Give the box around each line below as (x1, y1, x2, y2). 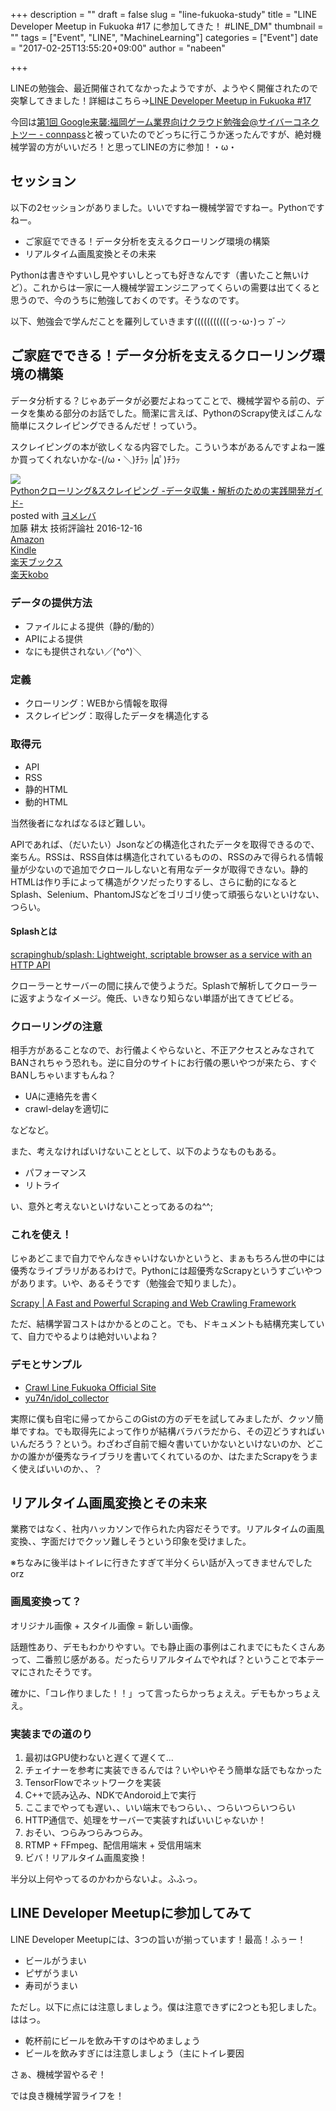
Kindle (10, 544, 37, 556)
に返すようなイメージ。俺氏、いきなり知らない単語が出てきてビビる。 (10, 992, 299, 1004)
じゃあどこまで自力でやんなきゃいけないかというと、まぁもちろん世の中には (10, 1252, 326, 1264)
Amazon (10, 533, 45, 545)
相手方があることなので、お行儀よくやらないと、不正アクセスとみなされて (10, 1044, 316, 1056)
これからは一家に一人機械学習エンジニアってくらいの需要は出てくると (31, 281, 321, 293)
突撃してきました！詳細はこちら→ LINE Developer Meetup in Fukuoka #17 (10, 95, 312, 106)
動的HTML (24, 795, 68, 808)
